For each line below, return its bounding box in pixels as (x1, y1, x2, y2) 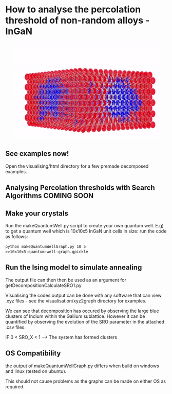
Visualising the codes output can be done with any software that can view (5, 292, 162, 298)
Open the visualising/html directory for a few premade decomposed (5, 163, 149, 169)
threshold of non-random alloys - (5, 14, 150, 26)
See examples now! (5, 149, 69, 158)
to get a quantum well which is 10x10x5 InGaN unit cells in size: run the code (5, 228, 167, 234)
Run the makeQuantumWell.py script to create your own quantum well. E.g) (5, 222, 164, 228)
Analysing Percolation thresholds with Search (5, 184, 155, 192)
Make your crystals (5, 209, 68, 218)
